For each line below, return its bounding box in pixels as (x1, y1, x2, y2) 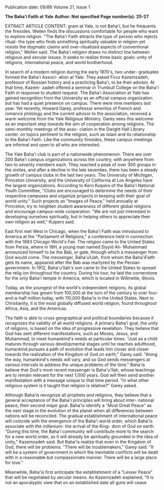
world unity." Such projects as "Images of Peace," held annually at (5, 198, 138, 204)
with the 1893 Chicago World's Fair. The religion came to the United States (5, 239, 155, 244)
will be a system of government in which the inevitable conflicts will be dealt (5, 449, 159, 455)
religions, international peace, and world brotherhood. (5, 60, 114, 65)
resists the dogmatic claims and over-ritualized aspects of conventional (5, 44, 149, 49)
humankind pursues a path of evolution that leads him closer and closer (5, 346, 149, 352)
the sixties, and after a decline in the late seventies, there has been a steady (5, 167, 158, 173)
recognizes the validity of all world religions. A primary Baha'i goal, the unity (5, 320, 158, 326)
